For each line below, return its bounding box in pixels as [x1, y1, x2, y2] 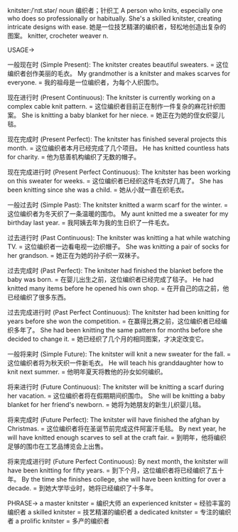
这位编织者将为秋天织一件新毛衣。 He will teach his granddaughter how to [7, 359, 224, 367]
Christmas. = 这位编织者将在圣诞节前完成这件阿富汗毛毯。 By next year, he [7, 425, 226, 433]
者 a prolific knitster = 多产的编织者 [7, 517, 110, 525]
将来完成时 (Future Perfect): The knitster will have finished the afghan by [7, 416, 220, 424]
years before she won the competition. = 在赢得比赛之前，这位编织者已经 [7, 317, 222, 325]
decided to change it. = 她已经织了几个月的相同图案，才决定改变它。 [7, 335, 208, 343]
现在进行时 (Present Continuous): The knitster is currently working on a [7, 93, 215, 102]
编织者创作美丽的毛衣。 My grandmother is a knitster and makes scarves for [7, 70, 231, 77]
